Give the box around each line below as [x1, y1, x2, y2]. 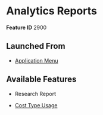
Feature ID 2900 [6, 24, 47, 31]
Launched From [6, 41, 65, 51]
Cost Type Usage [14, 101, 58, 108]
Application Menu [14, 57, 58, 64]
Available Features [6, 74, 77, 85]
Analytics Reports [6, 4, 97, 18]
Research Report [14, 90, 57, 97]
